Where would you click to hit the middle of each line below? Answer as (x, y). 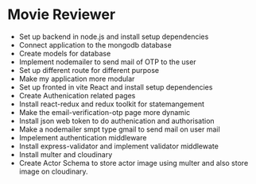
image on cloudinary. (53, 171)
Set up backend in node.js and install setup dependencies (114, 36)
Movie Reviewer (62, 15)
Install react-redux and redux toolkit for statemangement (111, 104)
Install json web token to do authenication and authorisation (117, 121)
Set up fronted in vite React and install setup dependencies (116, 87)
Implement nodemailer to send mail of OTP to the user (107, 62)
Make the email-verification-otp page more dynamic (105, 112)
